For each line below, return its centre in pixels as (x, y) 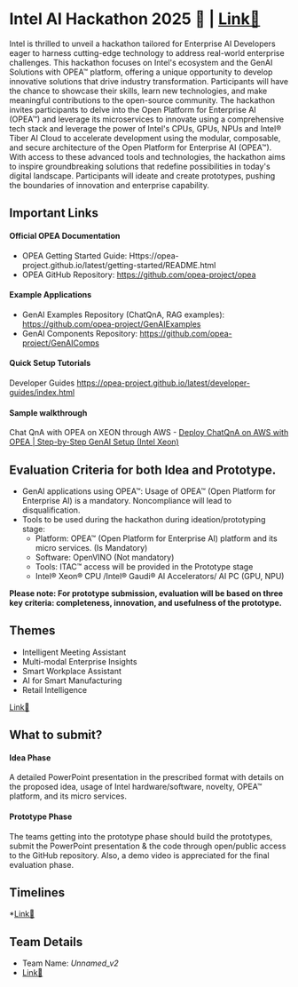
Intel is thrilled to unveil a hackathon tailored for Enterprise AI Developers (143, 44)
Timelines (37, 892)
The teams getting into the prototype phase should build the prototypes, (141, 836)
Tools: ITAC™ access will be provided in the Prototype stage (144, 566)
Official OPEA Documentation (65, 235)
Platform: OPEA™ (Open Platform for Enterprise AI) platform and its (156, 538)
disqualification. (51, 510)
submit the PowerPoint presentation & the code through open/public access (148, 846)
